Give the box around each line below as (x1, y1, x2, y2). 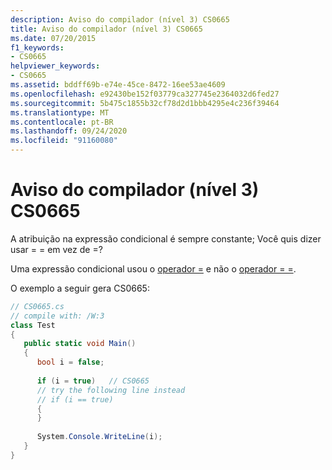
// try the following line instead (36, 385, 186, 395)
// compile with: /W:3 (10, 311, 105, 321)
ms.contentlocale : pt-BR (10, 117, 114, 127)
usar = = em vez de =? (10, 243, 103, 255)
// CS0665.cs (10, 301, 65, 311)
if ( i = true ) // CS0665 (36, 376, 150, 386)
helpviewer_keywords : (10, 61, 101, 71)
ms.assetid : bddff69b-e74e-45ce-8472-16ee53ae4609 (10, 80, 226, 90)
